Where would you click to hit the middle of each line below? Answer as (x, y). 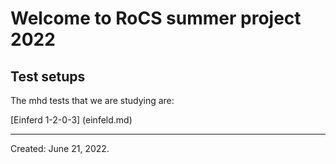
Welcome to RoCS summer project (156, 18)
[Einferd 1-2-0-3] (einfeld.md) (71, 120)
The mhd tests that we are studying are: (92, 100)
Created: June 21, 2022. (60, 148)
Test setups (48, 76)
